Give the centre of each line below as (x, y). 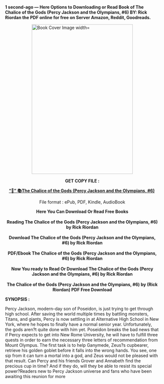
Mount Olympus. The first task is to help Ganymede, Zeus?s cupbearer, (77, 345)
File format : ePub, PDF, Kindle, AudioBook (82, 202)
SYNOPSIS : (18, 299)
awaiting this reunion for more (35, 376)
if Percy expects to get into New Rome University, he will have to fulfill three (82, 335)
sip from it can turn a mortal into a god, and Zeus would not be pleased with (82, 356)
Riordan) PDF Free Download (82, 290)
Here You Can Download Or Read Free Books (82, 211)
